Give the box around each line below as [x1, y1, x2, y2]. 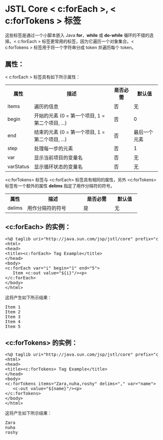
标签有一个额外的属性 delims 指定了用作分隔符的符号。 [5, 183, 115, 188]
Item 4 [5, 319, 21, 324]
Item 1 [5, 304, 21, 310]
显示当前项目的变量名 [33, 154, 83, 161]
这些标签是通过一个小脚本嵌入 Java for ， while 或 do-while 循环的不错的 [5, 32, 149, 38]
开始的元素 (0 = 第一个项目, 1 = [33, 112, 105, 119]
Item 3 [5, 314, 21, 319]
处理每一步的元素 [33, 145, 73, 152]
